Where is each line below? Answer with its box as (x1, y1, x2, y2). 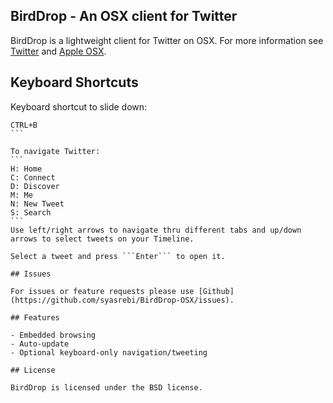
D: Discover (10, 181, 60, 191)
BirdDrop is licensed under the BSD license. (10, 382, 203, 393)
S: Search (10, 207, 52, 218)
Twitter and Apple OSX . (10, 45, 107, 57)
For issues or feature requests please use (10, 286, 195, 296)
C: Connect (10, 172, 56, 183)
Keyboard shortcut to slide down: (10, 100, 148, 113)
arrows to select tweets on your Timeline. (10, 234, 195, 244)
